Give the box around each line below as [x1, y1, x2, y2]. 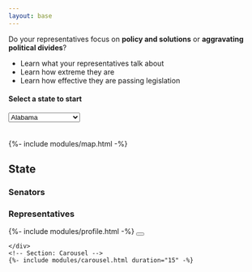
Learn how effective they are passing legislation [19, 75, 181, 85]
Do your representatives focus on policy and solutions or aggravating [8, 34, 245, 44]
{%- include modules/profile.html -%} [8, 227, 135, 236]
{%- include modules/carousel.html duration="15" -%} [8, 257, 194, 265]
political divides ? [8, 42, 67, 53]
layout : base [8, 11, 53, 20]
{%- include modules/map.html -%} [8, 138, 128, 148]
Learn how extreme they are [19, 66, 115, 77]
